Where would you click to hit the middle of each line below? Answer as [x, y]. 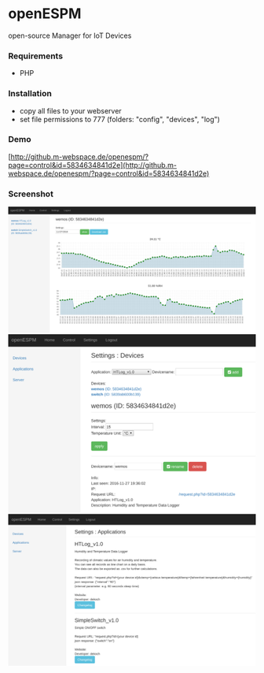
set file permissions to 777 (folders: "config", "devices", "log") [119, 119]
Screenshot [31, 194]
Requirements [36, 56]
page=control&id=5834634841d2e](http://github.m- [92, 165]
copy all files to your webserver [70, 110]
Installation [30, 94]
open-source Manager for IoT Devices [70, 35]
